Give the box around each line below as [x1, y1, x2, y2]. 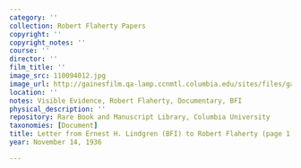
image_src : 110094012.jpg [9, 71, 106, 80]
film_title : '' [9, 63, 66, 72]
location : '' [9, 88, 58, 97]
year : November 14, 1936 [9, 138, 102, 147]
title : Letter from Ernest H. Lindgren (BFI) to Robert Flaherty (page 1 [9, 130, 291, 139]
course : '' [9, 46, 50, 55]
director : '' [9, 55, 58, 63]
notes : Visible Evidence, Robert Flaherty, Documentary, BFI [9, 96, 243, 105]
